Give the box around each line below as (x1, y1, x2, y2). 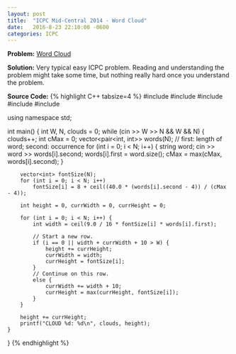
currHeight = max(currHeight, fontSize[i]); (45, 289, 179, 297)
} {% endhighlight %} (7, 338, 69, 348)
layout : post (7, 10, 46, 18)
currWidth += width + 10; (45, 283, 122, 290)
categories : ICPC (7, 30, 59, 38)
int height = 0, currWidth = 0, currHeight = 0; (20, 202, 167, 209)
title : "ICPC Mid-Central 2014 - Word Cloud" (7, 17, 147, 24)
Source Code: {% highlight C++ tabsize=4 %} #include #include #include (7, 92, 223, 101)
